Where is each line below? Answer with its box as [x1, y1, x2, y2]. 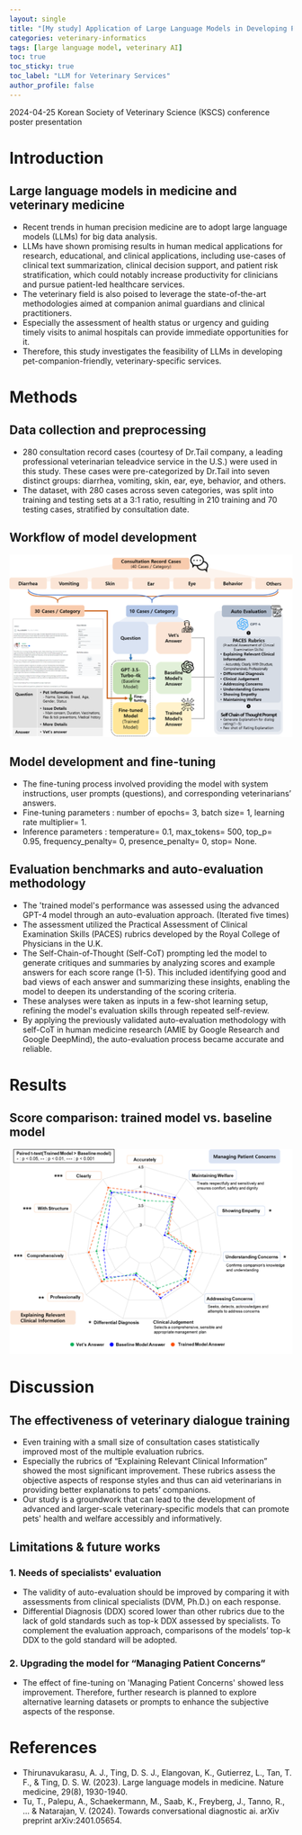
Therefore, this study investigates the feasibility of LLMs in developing [22, 346, 283, 356]
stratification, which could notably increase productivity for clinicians [22, 269, 279, 280]
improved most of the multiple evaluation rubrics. [22, 1446, 205, 1457]
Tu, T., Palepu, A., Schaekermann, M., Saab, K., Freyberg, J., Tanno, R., [22, 1796, 286, 1807]
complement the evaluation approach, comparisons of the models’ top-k [22, 1624, 291, 1635]
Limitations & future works [9, 1539, 161, 1554]
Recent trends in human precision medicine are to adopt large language [22, 221, 288, 232]
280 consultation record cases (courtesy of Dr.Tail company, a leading [22, 446, 283, 457]
